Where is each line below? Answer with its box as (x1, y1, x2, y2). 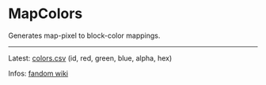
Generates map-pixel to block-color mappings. (8, 31, 161, 40)
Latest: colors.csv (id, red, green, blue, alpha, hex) (8, 53, 173, 63)
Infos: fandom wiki (8, 68, 69, 78)
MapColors (8, 5, 83, 23)
